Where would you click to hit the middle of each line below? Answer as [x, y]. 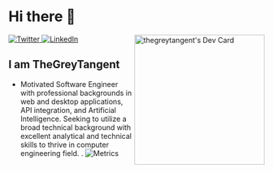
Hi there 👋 [42, 17]
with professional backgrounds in [76, 93]
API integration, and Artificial [68, 110]
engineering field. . [52, 153]
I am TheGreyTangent [64, 65]
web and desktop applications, [71, 102]
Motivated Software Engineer [69, 84]
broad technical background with [76, 127]
